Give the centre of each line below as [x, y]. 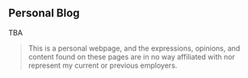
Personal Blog [44, 13]
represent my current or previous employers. [103, 65]
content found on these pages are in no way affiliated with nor [132, 56]
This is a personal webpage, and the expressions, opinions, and [134, 48]
